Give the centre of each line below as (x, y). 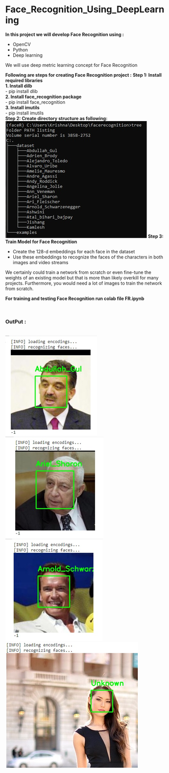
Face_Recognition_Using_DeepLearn (85, 9)
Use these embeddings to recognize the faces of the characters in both (88, 257)
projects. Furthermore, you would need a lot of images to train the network (84, 283)
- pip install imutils (25, 113)
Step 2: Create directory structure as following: (56, 118)
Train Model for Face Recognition (41, 242)
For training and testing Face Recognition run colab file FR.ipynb (75, 298)
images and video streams (41, 262)
